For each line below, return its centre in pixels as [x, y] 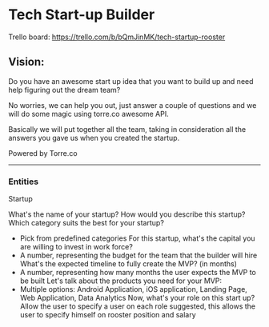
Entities [23, 181]
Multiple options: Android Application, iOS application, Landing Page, [134, 289]
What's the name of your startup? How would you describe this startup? [127, 214]
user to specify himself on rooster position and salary [108, 315]
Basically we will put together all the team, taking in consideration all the [127, 129]
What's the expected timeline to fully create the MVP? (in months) [128, 264]
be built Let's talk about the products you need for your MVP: [121, 281]
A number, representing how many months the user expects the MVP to [138, 273]
